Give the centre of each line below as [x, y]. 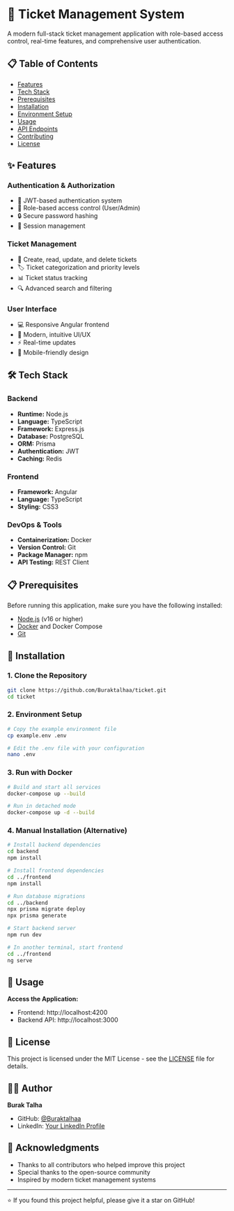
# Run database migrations [46, 896]
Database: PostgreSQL [50, 436]
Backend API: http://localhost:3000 [68, 1020]
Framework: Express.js [51, 428]
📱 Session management [51, 226]
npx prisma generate [37, 916]
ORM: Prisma [36, 444]
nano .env [22, 755]
